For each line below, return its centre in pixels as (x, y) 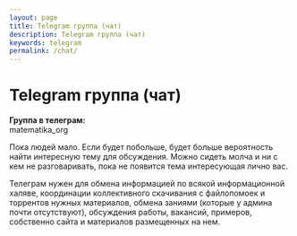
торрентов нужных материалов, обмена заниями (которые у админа (141, 203)
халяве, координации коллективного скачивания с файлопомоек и (137, 193)
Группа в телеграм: (47, 120)
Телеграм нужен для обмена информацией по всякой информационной (147, 184)
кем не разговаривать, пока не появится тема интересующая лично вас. (149, 166)
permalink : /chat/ (43, 51)
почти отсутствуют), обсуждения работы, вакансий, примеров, (131, 213)
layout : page (34, 17)
